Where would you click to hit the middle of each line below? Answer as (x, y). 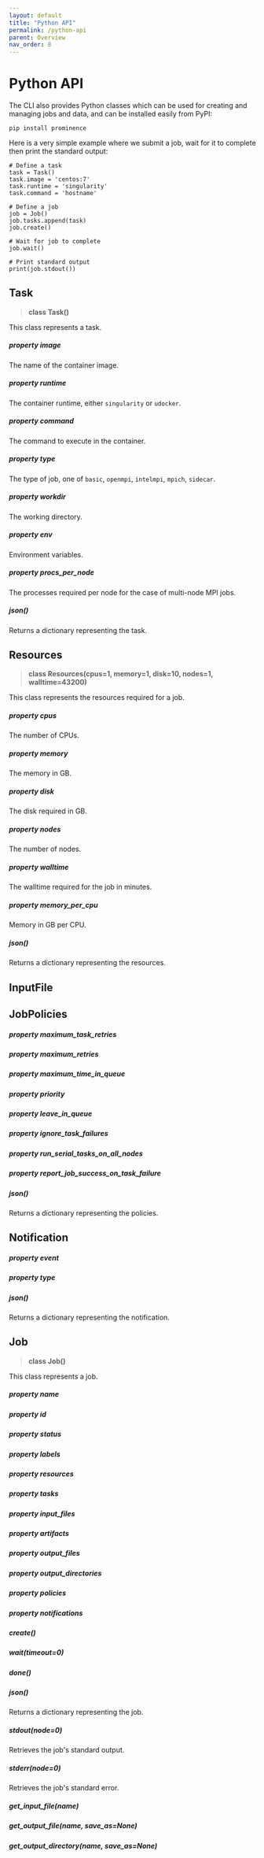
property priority (37, 1094)
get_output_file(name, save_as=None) (73, 1826)
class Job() (47, 1361)
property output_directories (55, 1573)
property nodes (35, 829)
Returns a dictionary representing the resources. (87, 963)
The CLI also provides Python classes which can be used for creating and (128, 105)
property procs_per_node (52, 572)
